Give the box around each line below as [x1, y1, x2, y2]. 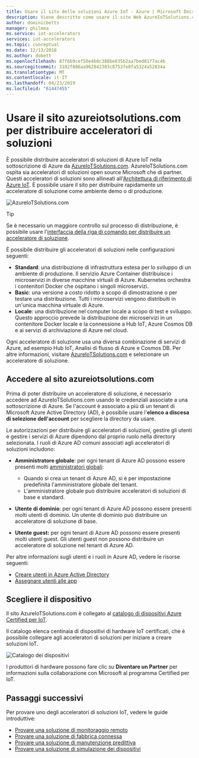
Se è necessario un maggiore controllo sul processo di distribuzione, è [6, 221, 178, 229]
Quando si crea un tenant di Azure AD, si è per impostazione [23, 474, 171, 481]
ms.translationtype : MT [6, 69, 65, 75]
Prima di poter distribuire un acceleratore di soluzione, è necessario [6, 390, 172, 397]
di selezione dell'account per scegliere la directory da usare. [6, 415, 156, 422]
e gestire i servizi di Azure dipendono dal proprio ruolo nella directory [6, 433, 176, 440]
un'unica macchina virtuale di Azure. [14, 301, 105, 309]
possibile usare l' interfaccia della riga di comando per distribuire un [6, 228, 171, 235]
